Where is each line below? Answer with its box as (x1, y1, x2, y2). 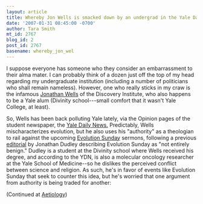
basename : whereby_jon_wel (6, 48, 74, 54)
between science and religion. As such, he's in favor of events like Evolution (6, 166, 196, 173)
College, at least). (6, 103, 50, 110)
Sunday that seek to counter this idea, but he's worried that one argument (6, 173, 190, 180)
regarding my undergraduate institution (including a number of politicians (6, 77, 188, 84)
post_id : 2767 (6, 43, 42, 49)
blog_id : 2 (6, 37, 34, 43)
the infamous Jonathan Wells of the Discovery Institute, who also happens (6, 90, 192, 97)
